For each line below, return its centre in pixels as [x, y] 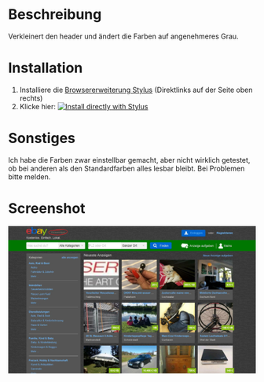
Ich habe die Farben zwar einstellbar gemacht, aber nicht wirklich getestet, [129, 160]
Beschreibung [55, 15]
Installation [46, 68]
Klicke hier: [38, 106]
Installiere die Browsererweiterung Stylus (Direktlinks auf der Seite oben [136, 90]
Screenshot [47, 208]
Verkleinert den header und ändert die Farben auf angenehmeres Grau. [123, 36]
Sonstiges [42, 138]
